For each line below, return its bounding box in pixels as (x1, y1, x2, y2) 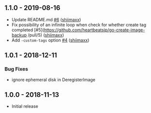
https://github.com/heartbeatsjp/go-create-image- (44, 27, 145, 33)
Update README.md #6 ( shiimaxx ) (11, 16, 81, 22)
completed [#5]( (11, 27, 45, 33)
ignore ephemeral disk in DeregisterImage (11, 77, 95, 83)
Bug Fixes (4, 66, 29, 72)
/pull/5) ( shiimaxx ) (28, 32, 64, 38)
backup (11, 32, 27, 38)
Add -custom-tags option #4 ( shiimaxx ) (11, 37, 90, 43)
